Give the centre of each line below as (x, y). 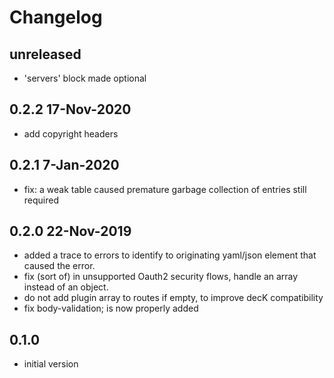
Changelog (56, 17)
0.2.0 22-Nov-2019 (70, 231)
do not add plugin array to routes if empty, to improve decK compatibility (173, 298)
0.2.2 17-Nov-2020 (70, 109)
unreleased (45, 54)
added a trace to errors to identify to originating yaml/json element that (170, 255)
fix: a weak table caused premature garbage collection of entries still (165, 189)
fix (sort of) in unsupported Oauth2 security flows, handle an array (161, 277)
